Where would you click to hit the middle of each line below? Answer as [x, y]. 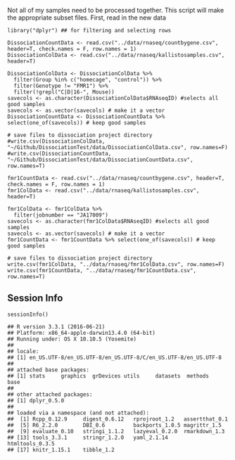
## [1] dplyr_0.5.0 [36, 400]
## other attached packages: [50, 394]
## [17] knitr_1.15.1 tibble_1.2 [61, 449]
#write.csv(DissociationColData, [56, 141]
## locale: [23, 351]
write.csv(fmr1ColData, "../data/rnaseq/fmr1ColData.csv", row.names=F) [116, 264]
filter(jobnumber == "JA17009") [61, 215]
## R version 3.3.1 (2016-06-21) [56, 326]
